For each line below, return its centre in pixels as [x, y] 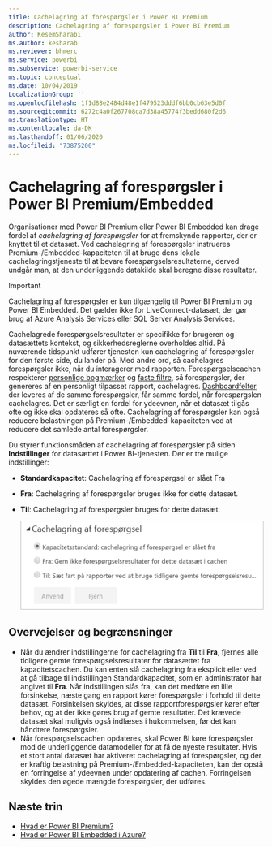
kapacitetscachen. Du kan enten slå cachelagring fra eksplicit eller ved [138, 669]
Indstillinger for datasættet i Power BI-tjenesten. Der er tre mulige [119, 453]
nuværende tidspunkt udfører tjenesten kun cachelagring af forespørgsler [132, 351]
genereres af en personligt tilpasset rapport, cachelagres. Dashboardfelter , [133, 386]
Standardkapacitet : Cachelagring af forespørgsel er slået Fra [122, 478]
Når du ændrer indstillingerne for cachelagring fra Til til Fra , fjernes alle [139, 652]
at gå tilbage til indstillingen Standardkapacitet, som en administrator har [141, 677]
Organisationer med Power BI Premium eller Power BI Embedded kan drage [134, 227]
